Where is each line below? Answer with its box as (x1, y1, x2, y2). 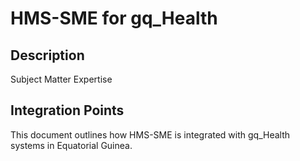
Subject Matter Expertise (10, 73, 113, 85)
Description (10, 47, 85, 64)
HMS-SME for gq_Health (10, 7, 218, 30)
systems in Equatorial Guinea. (10, 139, 133, 151)
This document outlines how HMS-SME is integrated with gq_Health (10, 128, 291, 141)
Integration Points (10, 102, 125, 119)
